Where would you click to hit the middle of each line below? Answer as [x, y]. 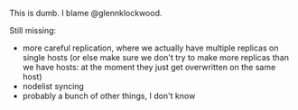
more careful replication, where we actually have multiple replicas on [150, 48]
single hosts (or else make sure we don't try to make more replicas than [155, 57]
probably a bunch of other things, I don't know [109, 96]
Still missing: [33, 30]
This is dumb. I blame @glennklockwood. [86, 13]
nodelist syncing [53, 86]
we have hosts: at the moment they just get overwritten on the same [149, 67]
